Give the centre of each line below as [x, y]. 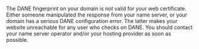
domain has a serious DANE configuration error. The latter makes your [92, 21]
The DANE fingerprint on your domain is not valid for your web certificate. [97, 9]
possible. [17, 40]
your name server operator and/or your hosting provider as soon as [89, 34]
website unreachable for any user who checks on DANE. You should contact [99, 27]
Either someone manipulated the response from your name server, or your [97, 15]
